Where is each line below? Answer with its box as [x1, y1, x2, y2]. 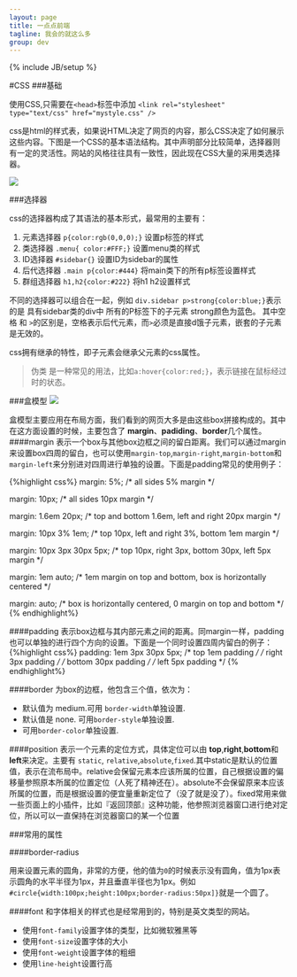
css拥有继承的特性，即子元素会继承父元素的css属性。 [9, 347, 205, 358]
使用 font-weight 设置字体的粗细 [21, 947, 136, 958]
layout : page [9, 12, 57, 22]
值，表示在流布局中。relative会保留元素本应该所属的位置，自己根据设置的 [9, 766, 277, 777]
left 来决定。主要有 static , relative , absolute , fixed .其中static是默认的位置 [9, 755, 278, 766]
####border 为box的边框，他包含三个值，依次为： [9, 684, 193, 695]
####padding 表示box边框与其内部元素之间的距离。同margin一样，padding [9, 626, 285, 637]
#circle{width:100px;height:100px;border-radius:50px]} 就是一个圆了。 [9, 888, 274, 898]
